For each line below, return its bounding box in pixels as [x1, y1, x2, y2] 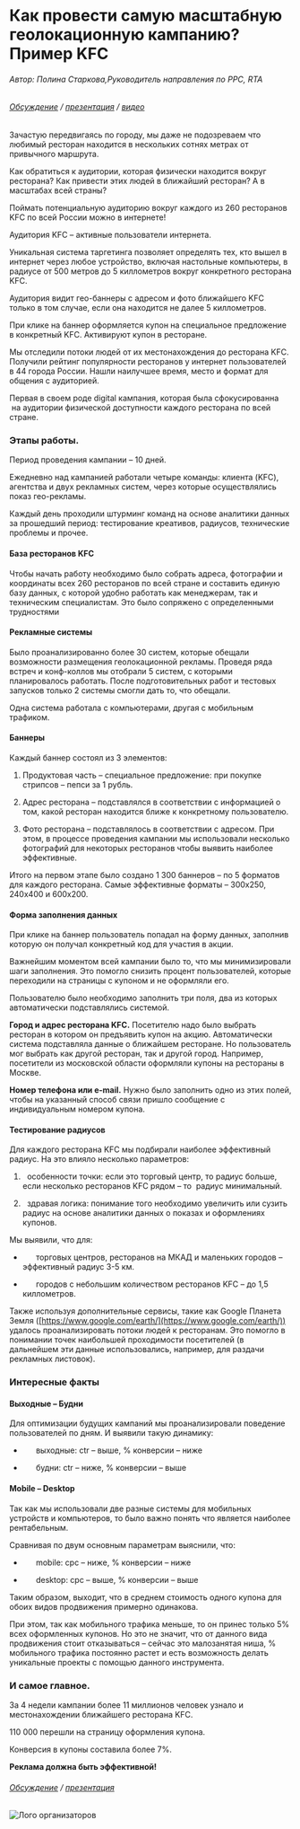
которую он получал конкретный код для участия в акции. [9, 939, 235, 950]
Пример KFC [9, 44, 109, 64]
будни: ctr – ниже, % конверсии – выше [35, 1463, 186, 1473]
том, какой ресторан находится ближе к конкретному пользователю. [21, 805, 289, 817]
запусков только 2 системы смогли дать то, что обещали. [9, 684, 231, 696]
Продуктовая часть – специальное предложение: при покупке [21, 769, 262, 780]
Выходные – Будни [9, 1398, 83, 1409]
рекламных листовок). [9, 1353, 96, 1365]
